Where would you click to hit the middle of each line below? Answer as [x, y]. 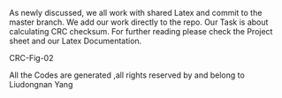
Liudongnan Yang [41, 84]
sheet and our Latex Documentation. [76, 41]
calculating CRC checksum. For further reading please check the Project [141, 31]
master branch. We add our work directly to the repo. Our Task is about [139, 22]
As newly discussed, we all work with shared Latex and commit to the [136, 13]
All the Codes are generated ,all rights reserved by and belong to [127, 75]
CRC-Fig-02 [31, 58]
